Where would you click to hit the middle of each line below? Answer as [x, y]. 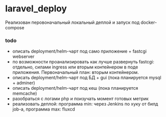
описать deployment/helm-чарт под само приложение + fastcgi [79, 51]
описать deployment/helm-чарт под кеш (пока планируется [75, 88]
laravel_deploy [36, 9]
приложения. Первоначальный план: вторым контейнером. [76, 72]
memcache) [25, 93]
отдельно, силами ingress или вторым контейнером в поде [75, 67]
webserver [23, 57]
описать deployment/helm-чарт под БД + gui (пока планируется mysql [87, 78]
